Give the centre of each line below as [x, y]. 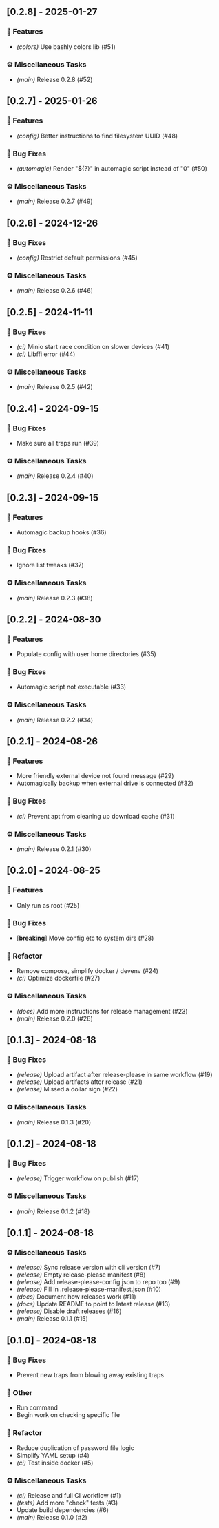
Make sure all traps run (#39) [58, 443]
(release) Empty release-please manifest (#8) [81, 1275]
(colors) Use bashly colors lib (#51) [66, 46]
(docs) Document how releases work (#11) [76, 1297]
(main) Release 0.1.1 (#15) [52, 1319]
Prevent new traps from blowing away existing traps [90, 1374]
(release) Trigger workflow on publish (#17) [77, 1178]
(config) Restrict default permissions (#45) [77, 258]
